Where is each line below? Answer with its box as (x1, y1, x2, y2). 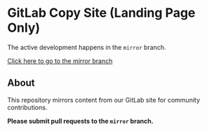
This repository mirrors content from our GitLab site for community (7, 95, 201, 104)
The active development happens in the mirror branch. (7, 43, 166, 51)
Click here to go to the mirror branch (7, 56, 113, 65)
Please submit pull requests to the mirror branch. (7, 117, 154, 125)
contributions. (7, 103, 48, 112)
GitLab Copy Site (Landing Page (7, 5, 196, 21)
